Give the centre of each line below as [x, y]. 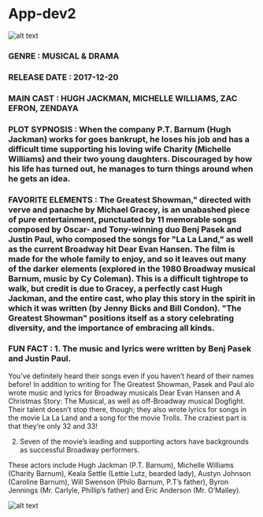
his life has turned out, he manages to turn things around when [131, 169]
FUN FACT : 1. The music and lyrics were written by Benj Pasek [130, 349]
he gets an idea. [39, 178]
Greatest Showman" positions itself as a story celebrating [121, 318]
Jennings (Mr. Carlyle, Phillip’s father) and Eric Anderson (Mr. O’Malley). [125, 490]
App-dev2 [42, 14]
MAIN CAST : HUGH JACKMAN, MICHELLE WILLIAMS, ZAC [123, 98]
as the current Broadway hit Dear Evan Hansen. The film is [122, 249]
